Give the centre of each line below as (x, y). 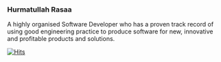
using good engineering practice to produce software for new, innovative (110, 31)
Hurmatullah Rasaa (39, 10)
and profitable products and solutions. (61, 39)
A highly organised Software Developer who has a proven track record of (110, 25)
